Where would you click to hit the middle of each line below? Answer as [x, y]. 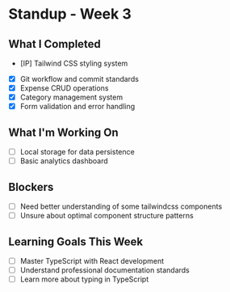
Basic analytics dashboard [64, 161]
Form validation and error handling [77, 107]
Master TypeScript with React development [92, 260]
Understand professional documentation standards [105, 270]
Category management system [71, 97]
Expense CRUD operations [64, 88]
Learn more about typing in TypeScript [84, 279]
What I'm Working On [63, 132]
